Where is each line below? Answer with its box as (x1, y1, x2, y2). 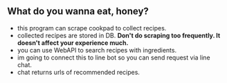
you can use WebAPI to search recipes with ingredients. (17, 46, 177, 54)
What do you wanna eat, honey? (7, 6, 149, 17)
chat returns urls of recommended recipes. (17, 68, 140, 76)
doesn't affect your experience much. (17, 38, 129, 47)
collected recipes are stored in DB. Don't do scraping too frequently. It (17, 31, 221, 39)
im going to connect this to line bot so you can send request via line (17, 53, 210, 62)
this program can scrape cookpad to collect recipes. (17, 24, 167, 32)
